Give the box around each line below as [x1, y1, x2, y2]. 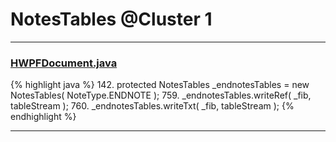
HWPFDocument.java [10, 56, 118, 70]
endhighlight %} [10, 111, 77, 123]
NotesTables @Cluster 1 [10, 8, 213, 31]
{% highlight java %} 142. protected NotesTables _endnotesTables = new [10, 79, 310, 91]
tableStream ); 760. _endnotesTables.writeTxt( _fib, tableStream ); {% [10, 100, 295, 112]
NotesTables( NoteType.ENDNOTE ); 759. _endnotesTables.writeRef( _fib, [10, 89, 312, 102]
